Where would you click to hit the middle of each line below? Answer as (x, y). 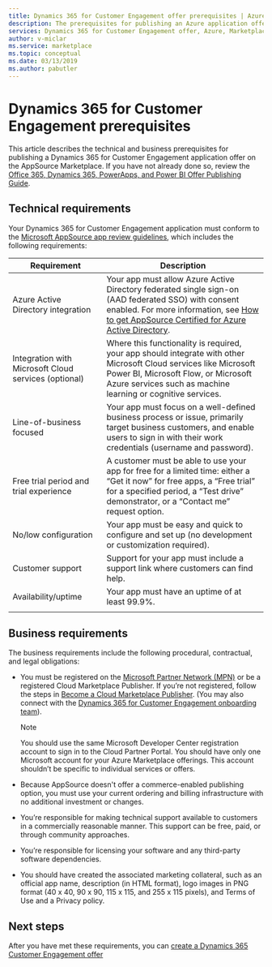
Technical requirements (70, 209)
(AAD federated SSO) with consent (173, 299)
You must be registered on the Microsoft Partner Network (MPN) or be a (140, 677)
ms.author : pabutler (43, 69)
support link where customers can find (180, 568)
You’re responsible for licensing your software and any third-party (130, 851)
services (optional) (49, 378)
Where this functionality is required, (174, 343)
